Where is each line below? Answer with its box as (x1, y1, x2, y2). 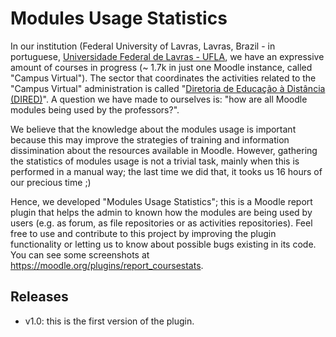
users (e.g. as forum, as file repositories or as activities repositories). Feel (10, 217, 313, 229)
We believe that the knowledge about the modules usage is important (10, 123, 297, 135)
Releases (10, 288, 69, 306)
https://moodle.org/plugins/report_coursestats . (10, 259, 204, 271)
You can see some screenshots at (10, 248, 150, 261)
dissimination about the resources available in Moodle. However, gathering (10, 144, 318, 156)
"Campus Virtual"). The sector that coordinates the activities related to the (10, 72, 317, 84)
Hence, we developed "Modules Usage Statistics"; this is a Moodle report (10, 195, 313, 207)
